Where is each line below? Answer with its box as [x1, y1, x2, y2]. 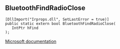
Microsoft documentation [5, 38, 57, 44]
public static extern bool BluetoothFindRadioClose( [5, 21, 116, 26]
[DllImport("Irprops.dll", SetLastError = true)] [5, 17, 110, 22]
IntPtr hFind [11, 25, 39, 30]
